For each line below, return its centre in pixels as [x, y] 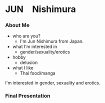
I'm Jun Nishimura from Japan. [52, 41]
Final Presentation [28, 96]
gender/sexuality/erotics [45, 52]
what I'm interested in [35, 46]
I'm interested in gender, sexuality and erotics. [53, 83]
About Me [17, 25]
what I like [23, 68]
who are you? [26, 36]
